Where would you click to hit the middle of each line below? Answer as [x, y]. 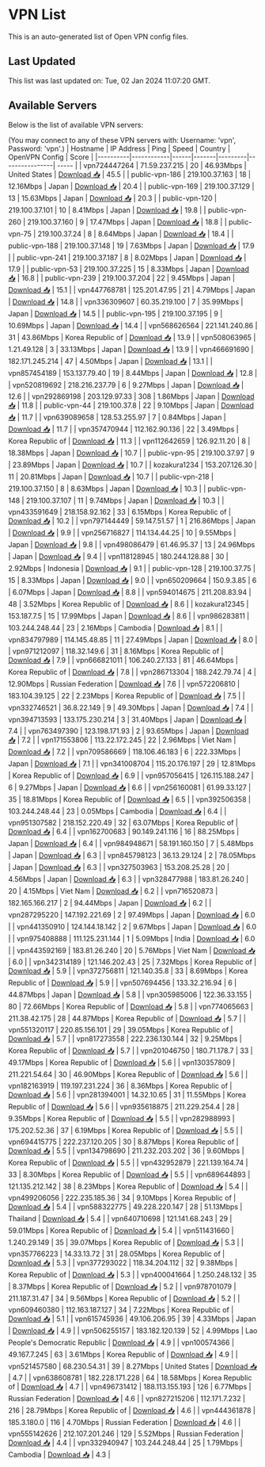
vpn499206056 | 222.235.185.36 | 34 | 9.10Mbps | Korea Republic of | [122, 1197]
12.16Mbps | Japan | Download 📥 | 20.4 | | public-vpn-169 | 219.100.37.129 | [131, 186]
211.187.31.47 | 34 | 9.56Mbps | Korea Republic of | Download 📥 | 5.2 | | [124, 1298]
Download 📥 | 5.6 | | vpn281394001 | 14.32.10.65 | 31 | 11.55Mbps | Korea [127, 1094]
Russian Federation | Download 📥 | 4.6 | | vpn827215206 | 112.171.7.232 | [127, 1398]
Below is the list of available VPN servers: [76, 124]
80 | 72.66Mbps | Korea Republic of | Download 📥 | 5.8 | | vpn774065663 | [131, 1006]
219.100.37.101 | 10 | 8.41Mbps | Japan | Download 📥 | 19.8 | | [108, 210]
